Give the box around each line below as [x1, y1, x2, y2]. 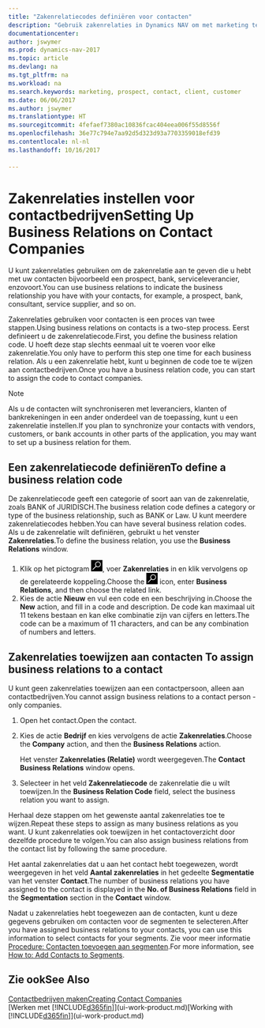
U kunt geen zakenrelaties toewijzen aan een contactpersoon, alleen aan [8, 683, 244, 693]
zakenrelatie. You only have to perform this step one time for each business [8, 348, 252, 358]
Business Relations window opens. [19, 763, 136, 773]
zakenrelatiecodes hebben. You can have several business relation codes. [8, 519, 247, 529]
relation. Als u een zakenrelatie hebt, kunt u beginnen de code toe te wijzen [8, 356, 253, 367]
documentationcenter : [8, 29, 80, 37]
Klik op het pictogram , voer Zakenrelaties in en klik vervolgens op [19, 564, 248, 574]
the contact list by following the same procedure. [8, 844, 167, 853]
